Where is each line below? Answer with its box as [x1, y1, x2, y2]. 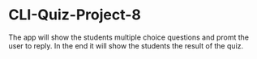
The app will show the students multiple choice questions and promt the [8, 32, 250, 42]
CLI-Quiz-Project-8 [8, 6, 142, 24]
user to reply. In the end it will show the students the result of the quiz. [8, 40, 244, 50]
